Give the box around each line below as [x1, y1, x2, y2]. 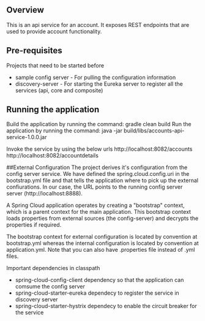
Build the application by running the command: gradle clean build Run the [6, 121, 192, 128]
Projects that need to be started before [6, 61, 105, 69]
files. [6, 252, 19, 260]
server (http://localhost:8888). [6, 190, 83, 197]
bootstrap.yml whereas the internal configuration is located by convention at [6, 240, 199, 247]
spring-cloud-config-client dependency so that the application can [15, 276, 184, 284]
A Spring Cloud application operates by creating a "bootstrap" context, [6, 202, 185, 209]
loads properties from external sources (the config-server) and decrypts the [6, 214, 199, 222]
